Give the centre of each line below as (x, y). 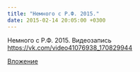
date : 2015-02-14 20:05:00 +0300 (57, 20)
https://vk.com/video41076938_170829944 (70, 48)
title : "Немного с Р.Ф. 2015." (53, 14)
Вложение (23, 61)
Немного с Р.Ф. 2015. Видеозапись (59, 40)
